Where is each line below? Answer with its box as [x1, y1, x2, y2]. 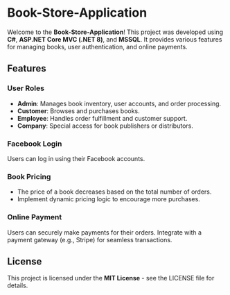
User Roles [7, 83, 45, 93]
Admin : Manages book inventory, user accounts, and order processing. [17, 99, 222, 108]
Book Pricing [7, 171, 51, 181]
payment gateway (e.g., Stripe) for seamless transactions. [7, 235, 172, 244]
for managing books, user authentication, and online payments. [7, 42, 188, 51]
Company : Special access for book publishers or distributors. [17, 121, 194, 130]
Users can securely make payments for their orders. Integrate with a [7, 228, 202, 237]
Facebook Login [7, 139, 62, 149]
